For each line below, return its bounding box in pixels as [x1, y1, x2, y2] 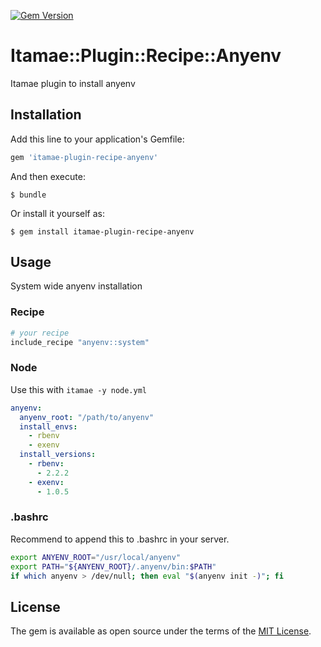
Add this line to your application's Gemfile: [10, 133, 185, 145]
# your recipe [10, 328, 70, 338]
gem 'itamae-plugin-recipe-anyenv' [10, 152, 159, 162]
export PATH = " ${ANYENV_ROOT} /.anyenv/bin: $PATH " [10, 561, 217, 572]
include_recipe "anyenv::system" [10, 337, 150, 347]
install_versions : [19, 450, 97, 460]
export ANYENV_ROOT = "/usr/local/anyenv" [10, 552, 182, 562]
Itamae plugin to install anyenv [10, 77, 136, 89]
